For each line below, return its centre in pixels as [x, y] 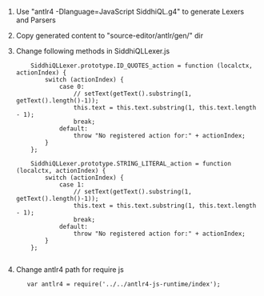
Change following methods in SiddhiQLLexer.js [93, 51]
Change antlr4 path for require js [70, 270]
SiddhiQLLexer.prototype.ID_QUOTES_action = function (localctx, [142, 66]
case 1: [72, 185]
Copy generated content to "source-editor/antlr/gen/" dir [110, 36]
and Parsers [36, 20]
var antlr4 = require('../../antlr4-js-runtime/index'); [124, 284]
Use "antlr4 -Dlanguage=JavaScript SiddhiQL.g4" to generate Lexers [130, 12]
